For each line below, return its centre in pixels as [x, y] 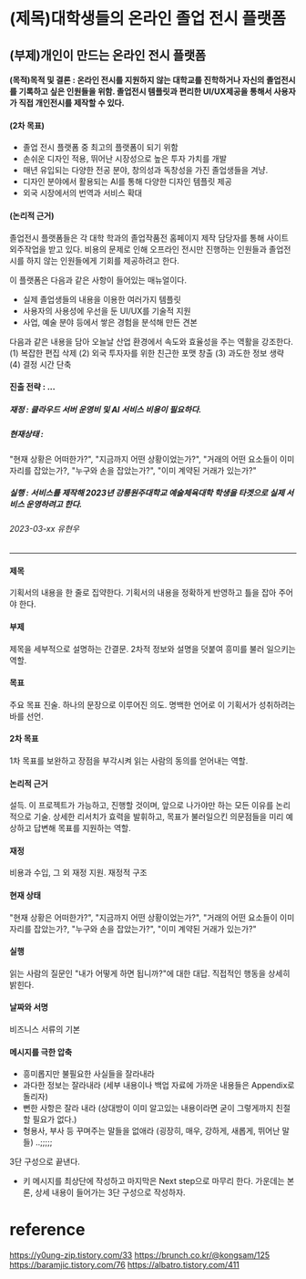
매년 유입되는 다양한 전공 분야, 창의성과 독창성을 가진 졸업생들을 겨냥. [145, 171]
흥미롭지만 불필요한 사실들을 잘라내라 [88, 1074]
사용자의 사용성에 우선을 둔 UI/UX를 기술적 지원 [107, 310]
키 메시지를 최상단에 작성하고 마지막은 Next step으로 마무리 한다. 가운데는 [153, 1181]
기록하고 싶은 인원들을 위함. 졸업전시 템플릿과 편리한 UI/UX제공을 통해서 [145, 91]
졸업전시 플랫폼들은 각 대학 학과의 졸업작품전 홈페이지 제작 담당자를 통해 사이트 [149, 237]
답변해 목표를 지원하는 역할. [82, 828]
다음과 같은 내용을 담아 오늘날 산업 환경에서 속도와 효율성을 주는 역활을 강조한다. [152, 341]
